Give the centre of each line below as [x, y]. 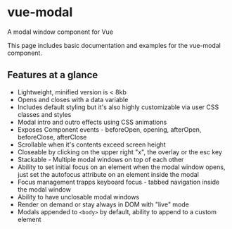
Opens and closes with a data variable [73, 99]
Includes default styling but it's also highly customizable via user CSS [118, 107]
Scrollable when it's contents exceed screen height [92, 144]
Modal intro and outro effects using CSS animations [92, 122]
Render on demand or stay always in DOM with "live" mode [103, 204]
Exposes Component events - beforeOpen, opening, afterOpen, [109, 129]
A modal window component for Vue [60, 32]
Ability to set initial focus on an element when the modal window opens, [121, 167]
